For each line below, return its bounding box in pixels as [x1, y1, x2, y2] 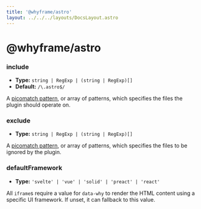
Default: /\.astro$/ [15, 83, 65, 90]
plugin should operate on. [6, 101, 71, 108]
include [6, 62, 29, 71]
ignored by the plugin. [6, 149, 62, 156]
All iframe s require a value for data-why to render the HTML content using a [6, 190, 195, 197]
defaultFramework [6, 164, 63, 172]
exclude [6, 116, 30, 125]
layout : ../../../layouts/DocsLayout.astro [6, 15, 119, 21]
